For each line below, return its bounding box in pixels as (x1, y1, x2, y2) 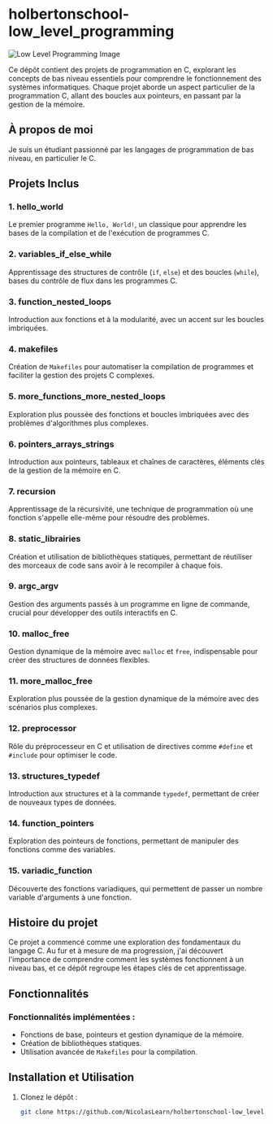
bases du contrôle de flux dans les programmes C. (8, 276, 178, 285)
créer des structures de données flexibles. (8, 656, 150, 665)
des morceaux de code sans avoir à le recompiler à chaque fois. (8, 560, 223, 570)
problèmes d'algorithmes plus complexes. (8, 418, 149, 428)
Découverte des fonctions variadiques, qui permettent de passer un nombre (8, 883, 263, 893)
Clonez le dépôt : (19, 1091, 78, 1102)
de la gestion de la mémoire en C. (8, 465, 121, 475)
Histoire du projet (8, 916, 99, 930)
